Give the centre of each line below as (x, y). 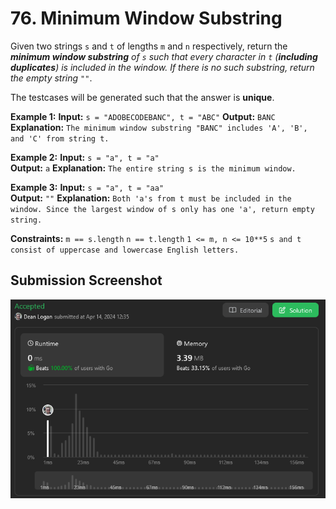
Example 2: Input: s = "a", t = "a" (85, 157)
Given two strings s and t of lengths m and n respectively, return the (149, 46)
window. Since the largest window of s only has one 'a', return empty (162, 209)
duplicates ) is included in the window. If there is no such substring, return (162, 67)
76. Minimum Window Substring (146, 18)
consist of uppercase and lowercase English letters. (125, 250)
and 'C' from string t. (60, 138)
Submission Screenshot (86, 280)
